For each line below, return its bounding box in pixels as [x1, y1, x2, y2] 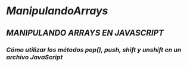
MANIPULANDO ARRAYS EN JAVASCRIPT [6, 28, 164, 38]
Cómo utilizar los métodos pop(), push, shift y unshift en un [6, 46, 182, 54]
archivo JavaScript [6, 53, 63, 61]
